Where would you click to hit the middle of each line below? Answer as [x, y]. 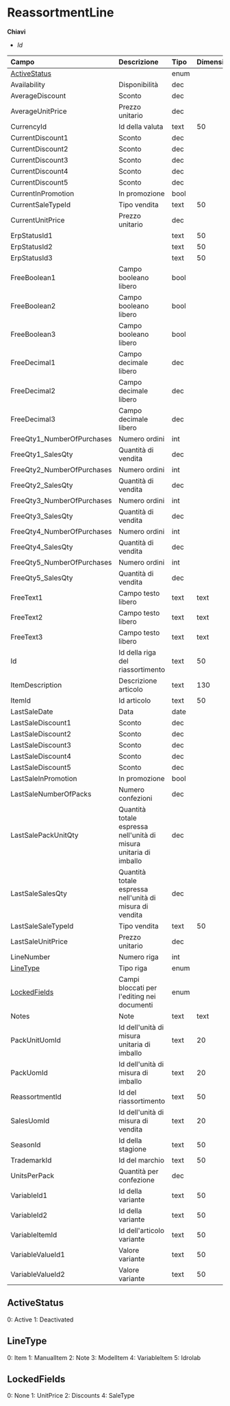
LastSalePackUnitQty [44, 835]
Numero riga [139, 957]
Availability [28, 84]
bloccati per [138, 987]
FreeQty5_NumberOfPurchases [61, 562]
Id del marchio [141, 1160]
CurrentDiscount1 [39, 137]
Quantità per [139, 1171]
